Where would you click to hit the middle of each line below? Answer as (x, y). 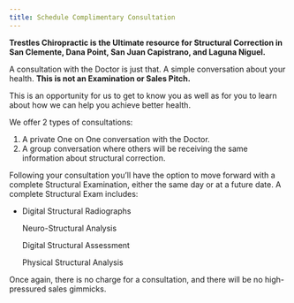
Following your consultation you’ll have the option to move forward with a (142, 175)
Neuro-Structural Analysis (69, 228)
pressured (28, 289)
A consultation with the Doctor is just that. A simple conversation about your (147, 69)
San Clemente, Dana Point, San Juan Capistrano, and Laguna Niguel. (138, 52)
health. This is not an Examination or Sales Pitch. (100, 78)
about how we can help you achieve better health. (100, 105)
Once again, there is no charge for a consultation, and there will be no (136, 279)
